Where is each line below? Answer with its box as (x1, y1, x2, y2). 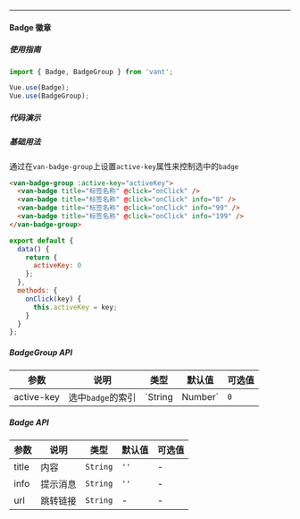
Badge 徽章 (9, 21, 52, 32)
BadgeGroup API (9, 346, 73, 358)
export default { (9, 236, 74, 245)
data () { (17, 244, 50, 253)
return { (25, 252, 58, 262)
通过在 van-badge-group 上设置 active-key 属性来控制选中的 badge (9, 160, 239, 171)
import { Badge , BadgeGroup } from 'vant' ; (9, 67, 174, 76)
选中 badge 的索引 (68, 391, 137, 404)
